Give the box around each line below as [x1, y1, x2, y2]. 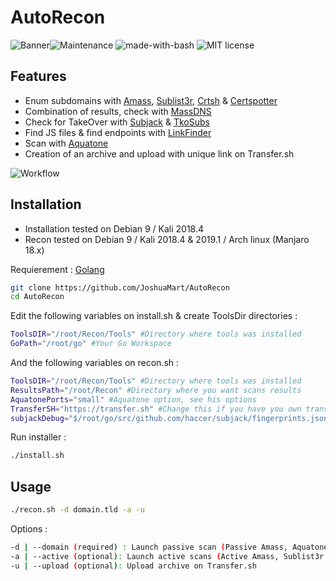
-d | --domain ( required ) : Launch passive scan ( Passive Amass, [10, 542, 289, 552]
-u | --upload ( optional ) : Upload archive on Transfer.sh [10, 561, 257, 571]
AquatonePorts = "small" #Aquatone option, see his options [10, 394, 257, 405]
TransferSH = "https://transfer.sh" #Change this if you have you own [10, 404, 302, 414]
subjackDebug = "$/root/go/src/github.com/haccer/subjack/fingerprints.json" [10, 413, 333, 423]
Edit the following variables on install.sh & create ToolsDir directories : [10, 310, 298, 322]
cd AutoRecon [10, 292, 65, 302]
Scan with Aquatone [24, 137, 109, 149]
